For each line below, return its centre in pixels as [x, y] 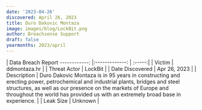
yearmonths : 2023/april [36, 46]
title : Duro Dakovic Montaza [43, 23]
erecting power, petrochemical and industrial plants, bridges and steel [93, 81]
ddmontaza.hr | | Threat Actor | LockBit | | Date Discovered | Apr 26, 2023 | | [101, 69]
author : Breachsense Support [43, 34]
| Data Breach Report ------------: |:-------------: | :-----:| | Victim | [90, 62]
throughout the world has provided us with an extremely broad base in [94, 94]
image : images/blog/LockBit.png [47, 29]
